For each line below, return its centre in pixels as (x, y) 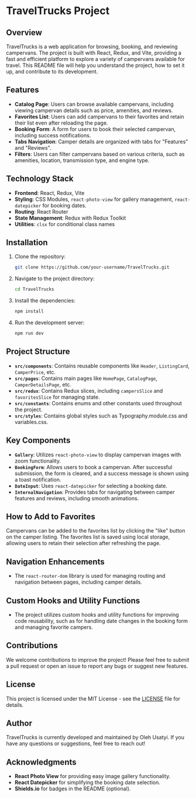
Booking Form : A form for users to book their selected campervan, (95, 129)
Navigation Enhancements (55, 562)
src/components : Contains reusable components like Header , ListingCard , (102, 366)
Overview (24, 33)
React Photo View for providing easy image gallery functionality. (92, 776)
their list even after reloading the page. (61, 123)
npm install (29, 312)
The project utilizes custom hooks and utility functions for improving (97, 615)
